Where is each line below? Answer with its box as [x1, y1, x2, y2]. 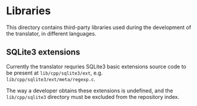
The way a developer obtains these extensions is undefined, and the [6, 87, 173, 94]
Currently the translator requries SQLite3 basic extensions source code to [6, 63, 187, 70]
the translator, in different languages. [6, 30, 97, 37]
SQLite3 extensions [6, 47, 80, 57]
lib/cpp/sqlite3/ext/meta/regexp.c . [6, 75, 96, 82]
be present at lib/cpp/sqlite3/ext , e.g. [6, 69, 103, 76]
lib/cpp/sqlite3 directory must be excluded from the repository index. [6, 93, 180, 100]
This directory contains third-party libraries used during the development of [6, 24, 192, 31]
